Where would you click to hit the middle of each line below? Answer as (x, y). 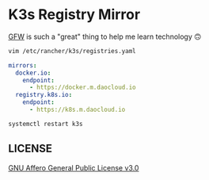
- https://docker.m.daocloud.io (82, 88)
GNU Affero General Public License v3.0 (74, 167)
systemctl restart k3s (46, 124)
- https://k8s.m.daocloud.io (77, 110)
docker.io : (33, 73)
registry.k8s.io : (44, 95)
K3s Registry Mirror (74, 15)
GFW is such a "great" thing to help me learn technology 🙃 (105, 36)
